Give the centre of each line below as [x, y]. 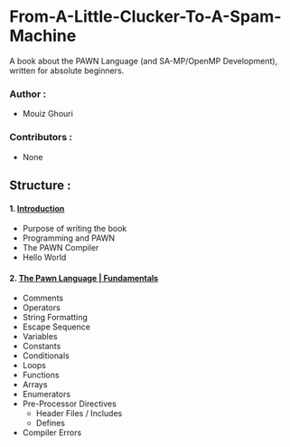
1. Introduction [37, 208]
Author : [28, 94]
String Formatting [55, 318]
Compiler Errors [52, 433]
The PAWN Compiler [61, 248]
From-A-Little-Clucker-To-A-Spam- [145, 17]
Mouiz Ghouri [48, 114]
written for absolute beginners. [67, 71]
